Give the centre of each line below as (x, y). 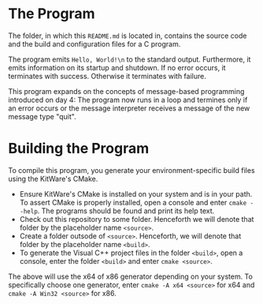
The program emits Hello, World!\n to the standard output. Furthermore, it (130, 59)
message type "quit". (42, 116)
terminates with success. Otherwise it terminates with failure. (107, 76)
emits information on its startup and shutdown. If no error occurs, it (117, 67)
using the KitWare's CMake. (53, 178)
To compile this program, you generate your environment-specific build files (131, 170)
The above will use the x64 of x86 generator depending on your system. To (131, 276)
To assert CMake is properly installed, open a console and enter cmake (133, 202)
